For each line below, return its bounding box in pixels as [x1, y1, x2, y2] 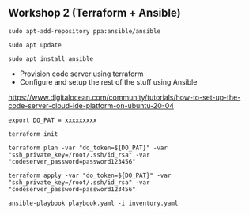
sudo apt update [8, 41, 62, 49]
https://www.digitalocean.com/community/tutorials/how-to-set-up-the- [8, 92, 241, 102]
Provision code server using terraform [19, 69, 144, 78]
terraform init [8, 130, 58, 138]
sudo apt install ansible [8, 55, 93, 62]
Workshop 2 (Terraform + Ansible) [8, 6, 181, 20]
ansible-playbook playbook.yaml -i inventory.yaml [8, 199, 179, 207]
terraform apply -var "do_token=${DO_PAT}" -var [8, 172, 172, 179]
